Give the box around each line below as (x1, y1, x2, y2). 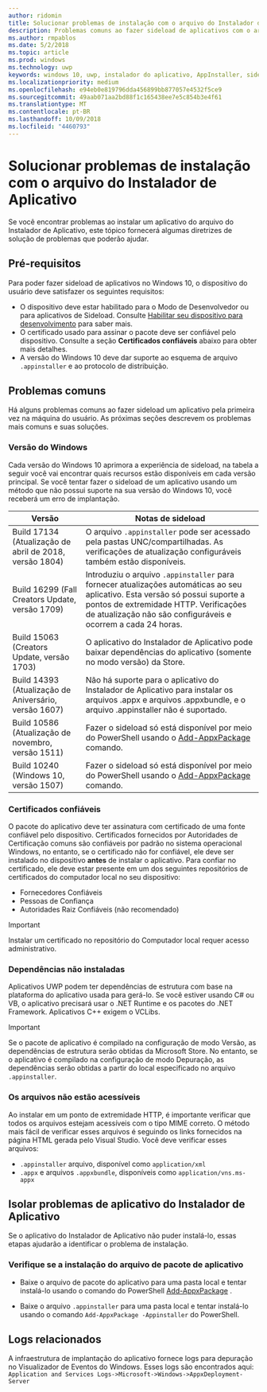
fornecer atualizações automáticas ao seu (85, 578, 242, 589)
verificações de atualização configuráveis (85, 546, 242, 557)
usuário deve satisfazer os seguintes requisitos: (8, 286, 164, 296)
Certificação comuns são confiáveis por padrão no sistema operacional (8, 838, 242, 848)
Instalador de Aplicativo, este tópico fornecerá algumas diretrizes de (8, 225, 233, 235)
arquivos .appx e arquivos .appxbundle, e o (85, 694, 246, 705)
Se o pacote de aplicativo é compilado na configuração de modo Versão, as (8, 1038, 257, 1048)
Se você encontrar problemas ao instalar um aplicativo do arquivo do (8, 216, 234, 227)
